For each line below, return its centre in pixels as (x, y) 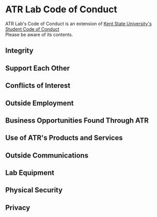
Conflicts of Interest (38, 86)
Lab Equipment (30, 173)
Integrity (19, 51)
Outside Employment (40, 103)
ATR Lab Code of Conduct (61, 9)
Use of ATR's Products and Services (64, 138)
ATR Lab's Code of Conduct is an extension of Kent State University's (78, 24)
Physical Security (34, 190)
